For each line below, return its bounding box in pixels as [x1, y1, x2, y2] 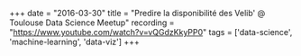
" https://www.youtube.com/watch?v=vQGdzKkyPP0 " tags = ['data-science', [9, 27, 293, 37]
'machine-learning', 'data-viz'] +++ [9, 36, 140, 47]
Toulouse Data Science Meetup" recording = [9, 17, 175, 28]
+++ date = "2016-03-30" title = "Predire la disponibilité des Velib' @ [9, 8, 266, 18]
